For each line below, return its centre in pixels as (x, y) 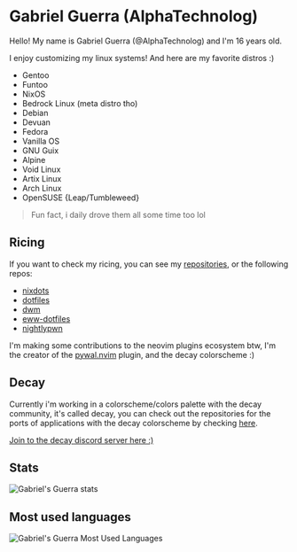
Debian (35, 113)
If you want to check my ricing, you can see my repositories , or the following (149, 264)
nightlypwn (43, 328)
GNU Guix (40, 150)
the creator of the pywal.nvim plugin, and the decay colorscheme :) (132, 354)
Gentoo (35, 75)
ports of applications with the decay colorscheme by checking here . (134, 423)
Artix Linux (42, 178)
